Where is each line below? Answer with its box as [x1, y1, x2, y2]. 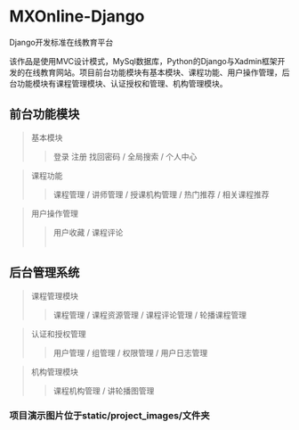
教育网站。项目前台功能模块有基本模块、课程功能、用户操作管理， [39, 67, 282, 78]
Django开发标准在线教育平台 [9, 37, 114, 47]
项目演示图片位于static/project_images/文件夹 [9, 409, 210, 422]
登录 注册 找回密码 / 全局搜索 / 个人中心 [53, 151, 198, 161]
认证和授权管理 [30, 328, 86, 339]
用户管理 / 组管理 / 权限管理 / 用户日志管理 [53, 347, 208, 358]
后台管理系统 [9, 265, 80, 280]
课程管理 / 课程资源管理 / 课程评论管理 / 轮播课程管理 [53, 310, 247, 320]
